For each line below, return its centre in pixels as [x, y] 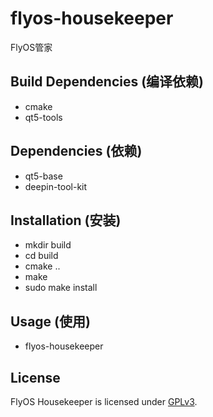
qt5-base [43, 176]
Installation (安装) [66, 220]
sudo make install [61, 288]
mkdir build [48, 245]
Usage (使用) [50, 321]
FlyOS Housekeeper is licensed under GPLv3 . [104, 401]
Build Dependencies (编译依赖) [107, 82]
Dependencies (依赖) [76, 151]
